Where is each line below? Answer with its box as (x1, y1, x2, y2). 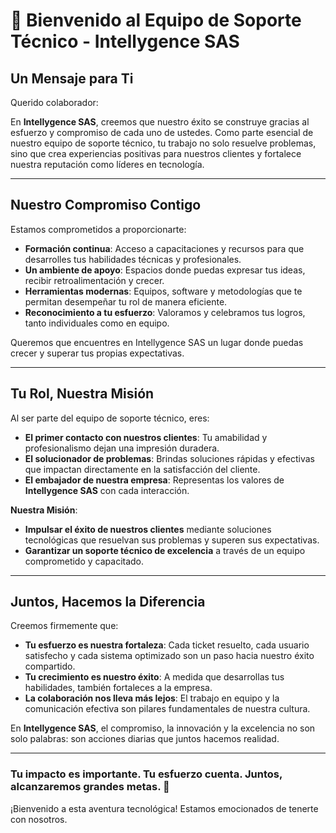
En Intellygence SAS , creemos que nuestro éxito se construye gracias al (10, 116, 310, 128)
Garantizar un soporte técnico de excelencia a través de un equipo (24, 544, 306, 556)
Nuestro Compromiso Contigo (10, 197, 202, 214)
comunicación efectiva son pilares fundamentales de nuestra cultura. (24, 703, 311, 715)
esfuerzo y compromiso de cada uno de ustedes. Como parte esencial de (10, 127, 314, 138)
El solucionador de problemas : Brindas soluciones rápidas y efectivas (24, 452, 315, 464)
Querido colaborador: (10, 97, 99, 108)
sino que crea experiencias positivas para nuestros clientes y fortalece (10, 148, 302, 159)
